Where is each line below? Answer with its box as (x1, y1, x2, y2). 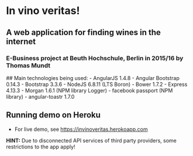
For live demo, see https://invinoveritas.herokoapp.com (14, 126, 148, 133)
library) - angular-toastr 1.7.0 (6, 93, 75, 100)
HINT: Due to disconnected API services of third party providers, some (6, 137, 177, 144)
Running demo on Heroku (6, 110, 101, 120)
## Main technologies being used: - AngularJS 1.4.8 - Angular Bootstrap (6, 74, 180, 81)
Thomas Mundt (6, 61, 51, 70)
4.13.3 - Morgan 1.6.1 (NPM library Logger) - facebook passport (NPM (6, 86, 173, 94)
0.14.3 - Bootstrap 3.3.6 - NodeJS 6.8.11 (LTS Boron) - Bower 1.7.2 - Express (6, 81, 188, 88)
